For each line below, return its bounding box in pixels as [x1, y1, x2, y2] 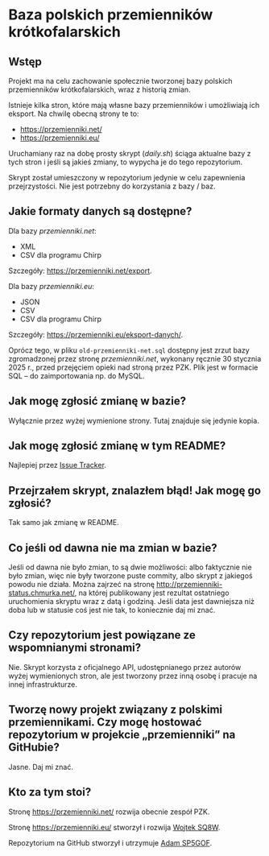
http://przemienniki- [156, 580, 223, 589]
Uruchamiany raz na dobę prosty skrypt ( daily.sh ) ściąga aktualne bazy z [8, 149, 251, 158]
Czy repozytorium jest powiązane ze [8, 628, 196, 642]
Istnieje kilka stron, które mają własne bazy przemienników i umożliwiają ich [8, 101, 260, 110]
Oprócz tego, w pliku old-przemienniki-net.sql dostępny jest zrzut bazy [8, 345, 250, 355]
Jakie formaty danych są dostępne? [8, 205, 192, 218]
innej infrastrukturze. [8, 679, 78, 689]
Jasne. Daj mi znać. [8, 762, 74, 771]
